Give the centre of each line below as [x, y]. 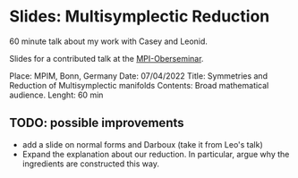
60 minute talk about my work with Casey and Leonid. [109, 41]
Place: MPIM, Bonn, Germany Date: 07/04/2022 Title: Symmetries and [139, 76]
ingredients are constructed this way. [90, 164]
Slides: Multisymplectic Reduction [140, 17]
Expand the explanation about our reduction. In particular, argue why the [156, 154]
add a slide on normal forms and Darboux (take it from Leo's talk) [143, 144]
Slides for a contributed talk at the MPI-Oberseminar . [106, 58]
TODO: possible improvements [97, 123]
